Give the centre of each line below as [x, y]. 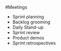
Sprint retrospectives [34, 43]
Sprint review [26, 32]
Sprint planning [28, 17]
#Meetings [16, 7]
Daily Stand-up [28, 27]
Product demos [28, 38]
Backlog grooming [31, 22]
